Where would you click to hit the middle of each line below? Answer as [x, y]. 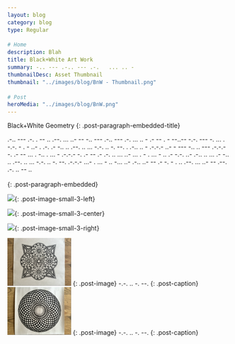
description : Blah [34, 52]
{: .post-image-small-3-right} [57, 228]
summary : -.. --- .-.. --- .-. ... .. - [71, 67]
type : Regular [28, 30]
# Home [17, 45]
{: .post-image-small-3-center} [59, 214]
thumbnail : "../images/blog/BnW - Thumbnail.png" [82, 82]
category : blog [30, 22]
